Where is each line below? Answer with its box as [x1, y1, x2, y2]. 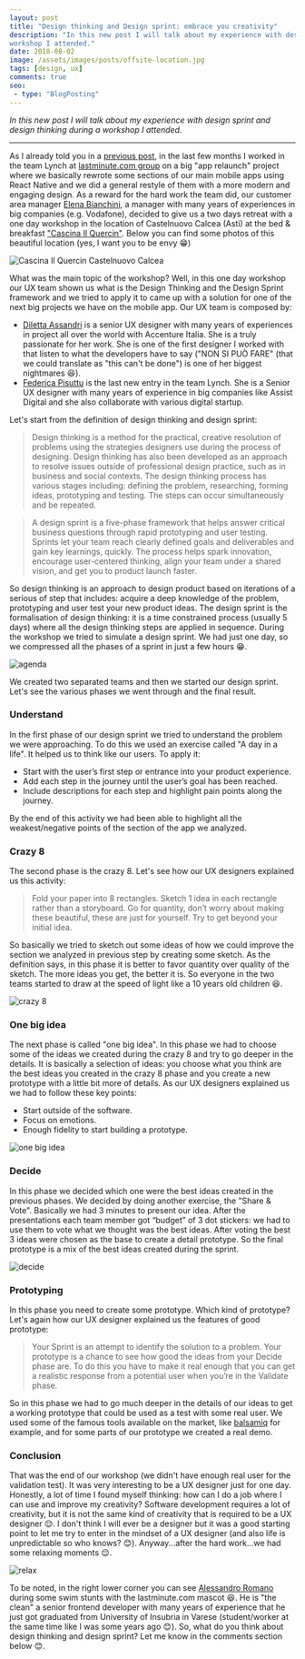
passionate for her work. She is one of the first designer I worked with [22, 338, 284, 349]
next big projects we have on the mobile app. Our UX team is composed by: [9, 301, 292, 312]
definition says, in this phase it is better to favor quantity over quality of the [9, 959, 290, 970]
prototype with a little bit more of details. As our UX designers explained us [9, 1078, 290, 1089]
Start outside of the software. [22, 1105, 133, 1116]
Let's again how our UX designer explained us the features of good [9, 1313, 261, 1324]
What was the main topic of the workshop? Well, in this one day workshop [9, 272, 286, 283]
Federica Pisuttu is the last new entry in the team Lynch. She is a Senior [22, 377, 290, 387]
